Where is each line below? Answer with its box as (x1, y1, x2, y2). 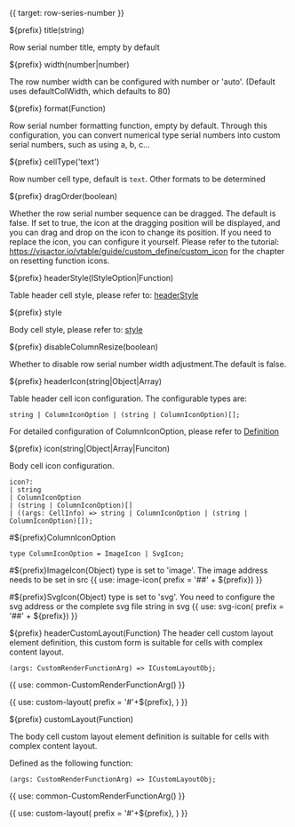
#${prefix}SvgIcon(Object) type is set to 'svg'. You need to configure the (9, 591, 275, 602)
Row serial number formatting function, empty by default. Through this (9, 120, 268, 131)
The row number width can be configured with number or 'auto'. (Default (9, 76, 275, 87)
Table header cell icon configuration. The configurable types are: (9, 393, 247, 404)
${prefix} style (9, 307, 62, 317)
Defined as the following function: (9, 758, 133, 768)
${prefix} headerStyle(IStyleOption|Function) (9, 273, 174, 283)
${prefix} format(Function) (9, 103, 107, 114)
